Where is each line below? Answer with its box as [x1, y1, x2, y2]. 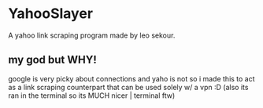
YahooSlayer [8, 5, 93, 23]
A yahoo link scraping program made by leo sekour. [8, 31, 176, 40]
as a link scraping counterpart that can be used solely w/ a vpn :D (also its [8, 82, 249, 92]
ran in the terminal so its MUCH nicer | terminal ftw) [8, 91, 176, 100]
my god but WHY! [8, 53, 97, 67]
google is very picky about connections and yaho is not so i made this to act [8, 74, 255, 83]
